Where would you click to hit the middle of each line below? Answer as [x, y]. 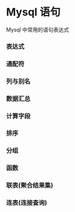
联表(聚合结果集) [30, 185]
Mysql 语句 [33, 12]
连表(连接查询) [27, 203]
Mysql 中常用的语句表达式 [37, 30]
